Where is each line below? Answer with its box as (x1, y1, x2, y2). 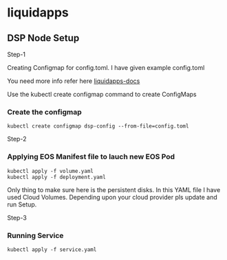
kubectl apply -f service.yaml (7, 246, 97, 253)
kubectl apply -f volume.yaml (7, 167, 94, 174)
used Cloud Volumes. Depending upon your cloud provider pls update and (7, 193, 218, 201)
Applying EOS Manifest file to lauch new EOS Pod (7, 152, 175, 162)
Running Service (7, 231, 64, 240)
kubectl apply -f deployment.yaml (7, 174, 107, 180)
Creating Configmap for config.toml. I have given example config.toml (7, 64, 205, 71)
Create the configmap (7, 107, 83, 117)
